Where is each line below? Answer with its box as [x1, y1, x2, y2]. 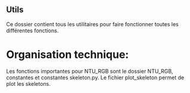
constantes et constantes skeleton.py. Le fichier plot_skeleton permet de [6, 74, 185, 81]
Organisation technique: [6, 48, 129, 61]
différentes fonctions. [6, 27, 59, 34]
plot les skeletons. [6, 80, 51, 87]
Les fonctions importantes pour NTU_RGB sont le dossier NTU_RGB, [6, 67, 174, 75]
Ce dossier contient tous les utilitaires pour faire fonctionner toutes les [6, 20, 179, 27]
